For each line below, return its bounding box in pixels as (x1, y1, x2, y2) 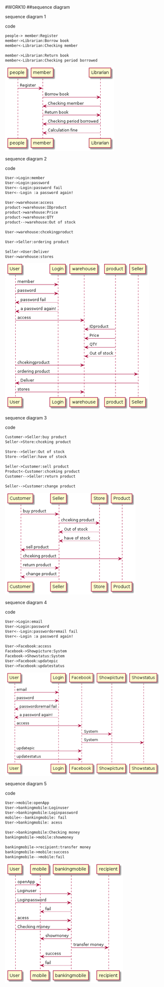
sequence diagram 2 (5, 156, 47, 161)
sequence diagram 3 (5, 415, 47, 420)
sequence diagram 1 (5, 14, 46, 19)
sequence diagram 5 (5, 781, 47, 787)
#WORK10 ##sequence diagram (5, 4, 70, 10)
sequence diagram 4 (5, 600, 47, 605)
